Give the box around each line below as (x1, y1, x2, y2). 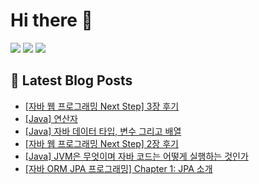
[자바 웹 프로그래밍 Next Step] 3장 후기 (24, 100, 180, 112)
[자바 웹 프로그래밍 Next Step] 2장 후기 (24, 137, 179, 149)
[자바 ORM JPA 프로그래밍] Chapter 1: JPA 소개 (24, 162, 213, 174)
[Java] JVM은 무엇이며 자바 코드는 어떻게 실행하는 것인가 (24, 150, 249, 162)
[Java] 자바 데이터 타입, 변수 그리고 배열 (24, 125, 182, 137)
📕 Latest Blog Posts (10, 72, 133, 89)
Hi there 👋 (10, 9, 93, 32)
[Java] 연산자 (24, 112, 78, 124)
